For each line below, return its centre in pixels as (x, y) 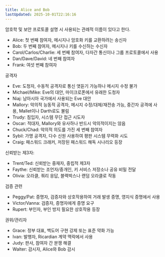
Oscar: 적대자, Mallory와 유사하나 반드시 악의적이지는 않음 (69, 123)
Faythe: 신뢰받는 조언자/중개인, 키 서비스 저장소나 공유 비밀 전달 (74, 169)
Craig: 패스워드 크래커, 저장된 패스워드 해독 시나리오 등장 (67, 142)
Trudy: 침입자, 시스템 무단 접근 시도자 (49, 117)
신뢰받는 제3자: (20, 152)
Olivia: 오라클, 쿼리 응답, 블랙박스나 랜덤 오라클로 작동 (64, 175)
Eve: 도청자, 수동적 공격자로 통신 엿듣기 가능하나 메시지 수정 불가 (75, 86)
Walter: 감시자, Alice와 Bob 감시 (44, 249)
